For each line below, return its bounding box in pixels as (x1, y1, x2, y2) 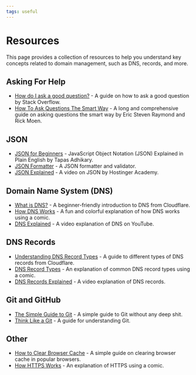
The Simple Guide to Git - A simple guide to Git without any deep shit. (14, 310, 183, 318)
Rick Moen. (14, 117, 42, 124)
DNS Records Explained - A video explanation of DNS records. (14, 278, 165, 285)
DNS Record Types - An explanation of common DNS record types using (14, 266, 191, 273)
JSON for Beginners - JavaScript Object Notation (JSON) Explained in (14, 150, 184, 157)
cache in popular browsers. (14, 356, 81, 363)
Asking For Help (6, 77, 66, 87)
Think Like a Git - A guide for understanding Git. (14, 317, 131, 324)
